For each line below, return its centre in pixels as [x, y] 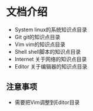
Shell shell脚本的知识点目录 [48, 51]
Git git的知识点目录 [37, 37]
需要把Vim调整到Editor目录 [47, 102]
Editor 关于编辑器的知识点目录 [51, 66]
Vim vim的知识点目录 [40, 44]
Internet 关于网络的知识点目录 [51, 59]
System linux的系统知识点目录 [51, 30]
